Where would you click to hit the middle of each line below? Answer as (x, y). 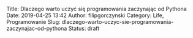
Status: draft (84, 28)
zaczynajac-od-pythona (37, 28)
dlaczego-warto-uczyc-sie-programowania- (118, 22)
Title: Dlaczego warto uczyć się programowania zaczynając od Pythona (96, 9)
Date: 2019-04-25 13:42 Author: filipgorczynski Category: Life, (85, 15)
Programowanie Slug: (33, 22)
